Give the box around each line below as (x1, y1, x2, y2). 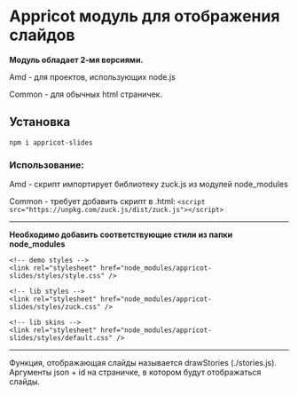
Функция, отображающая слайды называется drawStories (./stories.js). (9, 358, 278, 368)
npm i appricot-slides (9, 138, 93, 147)
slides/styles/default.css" (9, 334, 114, 343)
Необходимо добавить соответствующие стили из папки (9, 229, 233, 241)
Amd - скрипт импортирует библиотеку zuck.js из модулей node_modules (9, 179, 288, 190)
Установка (9, 115, 71, 130)
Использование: (9, 158, 84, 170)
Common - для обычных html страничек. (9, 89, 162, 99)
